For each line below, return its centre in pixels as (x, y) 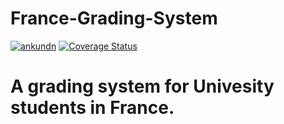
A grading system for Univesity (142, 86)
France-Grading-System (114, 18)
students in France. (92, 108)
